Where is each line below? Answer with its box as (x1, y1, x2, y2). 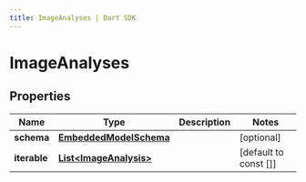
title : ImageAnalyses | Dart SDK (9, 13, 137, 23)
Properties (9, 88, 71, 105)
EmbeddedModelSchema (57, 131, 170, 144)
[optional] (239, 131, 281, 144)
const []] (239, 157, 277, 169)
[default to (239, 146, 284, 158)
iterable (14, 151, 48, 164)
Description (178, 116, 230, 128)
